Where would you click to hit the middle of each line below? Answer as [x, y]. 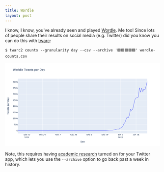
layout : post [18, 15]
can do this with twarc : [28, 40]
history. [13, 164]
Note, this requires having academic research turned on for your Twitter [78, 154]
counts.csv [16, 56]
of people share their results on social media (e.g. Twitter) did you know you [82, 35]
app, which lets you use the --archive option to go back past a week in [77, 159]
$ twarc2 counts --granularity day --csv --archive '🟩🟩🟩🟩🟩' [71, 50]
